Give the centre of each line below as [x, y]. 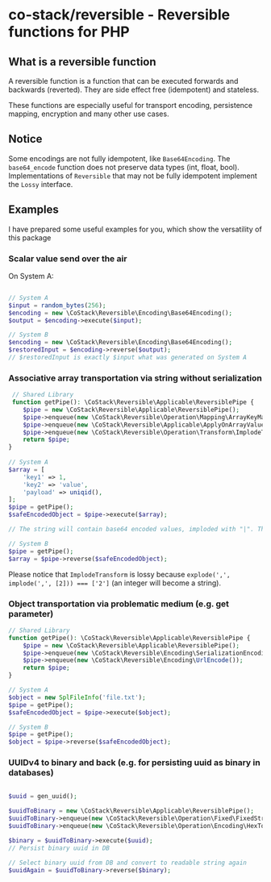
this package [30, 237]
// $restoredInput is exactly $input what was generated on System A [128, 358]
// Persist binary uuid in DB [59, 848]
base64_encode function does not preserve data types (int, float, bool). [124, 167]
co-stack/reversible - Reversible [119, 15]
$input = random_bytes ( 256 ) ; [57, 305]
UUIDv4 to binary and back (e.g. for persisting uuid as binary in [134, 763]
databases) [31, 773]
